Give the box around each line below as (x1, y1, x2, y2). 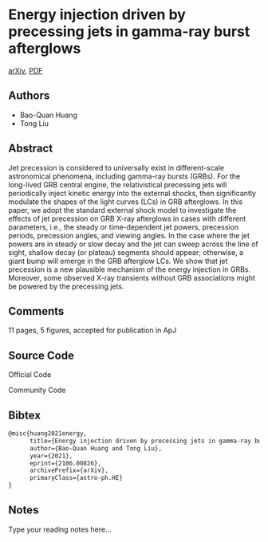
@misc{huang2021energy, (8, 430, 88, 438)
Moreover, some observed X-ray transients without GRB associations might (8, 273, 255, 282)
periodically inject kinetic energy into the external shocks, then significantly (8, 188, 257, 198)
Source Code (8, 348, 74, 362)
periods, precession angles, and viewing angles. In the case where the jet (8, 230, 250, 240)
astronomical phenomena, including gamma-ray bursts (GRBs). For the (8, 171, 241, 181)
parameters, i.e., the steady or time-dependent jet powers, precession (8, 222, 239, 232)
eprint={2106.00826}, (29, 459, 102, 467)
